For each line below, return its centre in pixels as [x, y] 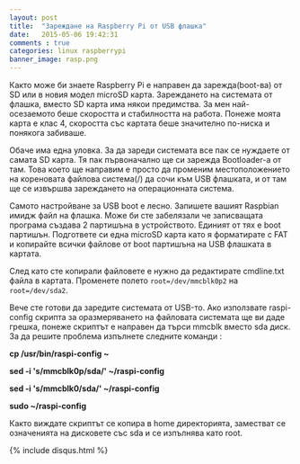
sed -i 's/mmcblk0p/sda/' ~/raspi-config [87, 371]
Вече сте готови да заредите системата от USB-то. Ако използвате [138, 308]
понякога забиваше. [48, 133]
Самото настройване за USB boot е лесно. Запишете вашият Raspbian [144, 206]
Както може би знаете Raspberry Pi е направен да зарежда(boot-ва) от [146, 85]
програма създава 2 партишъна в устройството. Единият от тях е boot [145, 225]
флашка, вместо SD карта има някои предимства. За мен [120, 104]
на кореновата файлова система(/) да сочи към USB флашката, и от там [148, 179]
